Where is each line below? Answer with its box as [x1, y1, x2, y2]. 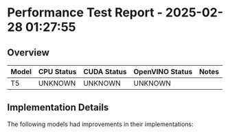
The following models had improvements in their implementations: [7, 120, 194, 128]
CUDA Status [83, 67, 127, 76]
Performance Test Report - [7, 5, 163, 21]
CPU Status [38, 67, 77, 76]
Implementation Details [7, 101, 109, 114]
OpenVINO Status [133, 67, 193, 76]
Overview [7, 47, 50, 58]
